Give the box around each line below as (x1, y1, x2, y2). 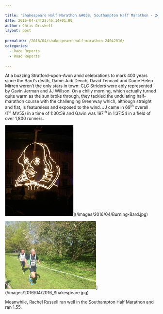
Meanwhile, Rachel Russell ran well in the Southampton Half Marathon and (5, 299, 154, 305)
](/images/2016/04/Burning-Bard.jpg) (73, 211, 148, 217)
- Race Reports (9, 48, 40, 53)
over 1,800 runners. (5, 115, 44, 121)
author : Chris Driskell (5, 23, 53, 28)
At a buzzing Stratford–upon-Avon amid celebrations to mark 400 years (5, 73, 148, 78)
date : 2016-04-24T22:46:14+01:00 (5, 18, 73, 23)
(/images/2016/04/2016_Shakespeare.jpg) (5, 289, 89, 295)
